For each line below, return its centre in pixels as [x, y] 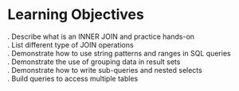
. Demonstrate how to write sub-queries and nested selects [105, 70]
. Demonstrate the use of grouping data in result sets [94, 62]
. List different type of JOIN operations [71, 44]
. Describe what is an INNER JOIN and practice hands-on [101, 36]
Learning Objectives [76, 15]
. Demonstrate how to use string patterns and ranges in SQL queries [119, 53]
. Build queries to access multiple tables [73, 78]
